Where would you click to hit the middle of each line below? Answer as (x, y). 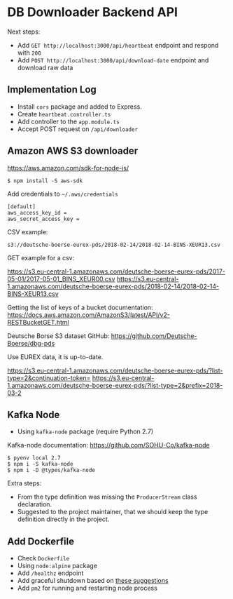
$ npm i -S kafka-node (40, 464)
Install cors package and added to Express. (79, 107)
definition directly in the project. (63, 519)
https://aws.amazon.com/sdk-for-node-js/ (68, 168)
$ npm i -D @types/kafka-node (51, 471)
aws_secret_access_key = (43, 219)
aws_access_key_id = (37, 213)
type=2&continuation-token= (49, 378)
